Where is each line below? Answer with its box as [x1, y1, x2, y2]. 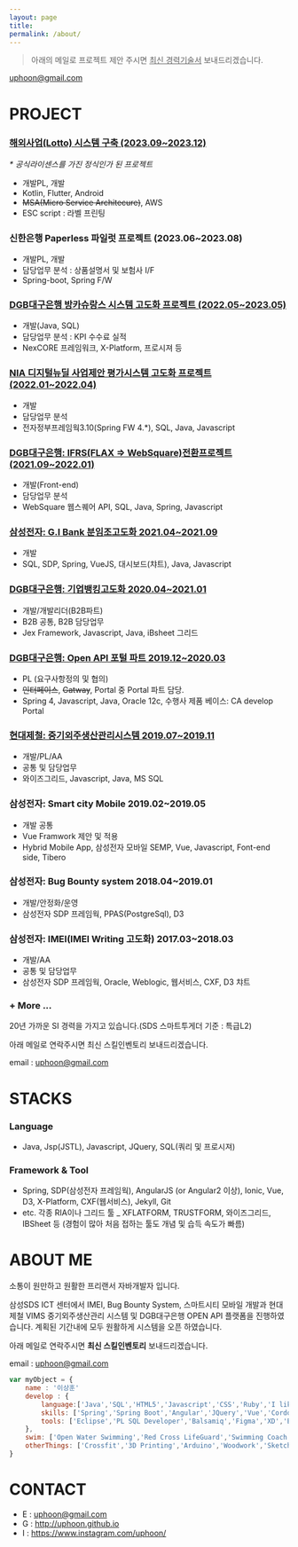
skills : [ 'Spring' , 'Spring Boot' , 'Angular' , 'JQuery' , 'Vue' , [41, 1408, 268, 1417]
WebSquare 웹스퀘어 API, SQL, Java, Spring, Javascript [21, 502, 223, 513]
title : [9, 21, 34, 30]
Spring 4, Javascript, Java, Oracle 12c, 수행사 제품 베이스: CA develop [21, 695, 273, 706]
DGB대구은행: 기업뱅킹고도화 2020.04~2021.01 [9, 583, 207, 595]
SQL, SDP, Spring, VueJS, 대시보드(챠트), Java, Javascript [21, 559, 232, 569]
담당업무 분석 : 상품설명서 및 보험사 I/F [21, 265, 155, 276]
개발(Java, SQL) [21, 320, 80, 331]
